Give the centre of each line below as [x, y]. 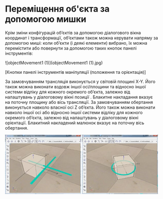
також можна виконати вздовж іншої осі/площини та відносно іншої [76, 86]
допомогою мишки [46, 19]
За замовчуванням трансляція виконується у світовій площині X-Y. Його [80, 82]
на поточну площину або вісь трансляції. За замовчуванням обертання [79, 102]
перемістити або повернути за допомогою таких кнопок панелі [71, 48]
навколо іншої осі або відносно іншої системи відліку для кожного [74, 112]
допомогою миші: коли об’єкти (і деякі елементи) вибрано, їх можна [76, 43]
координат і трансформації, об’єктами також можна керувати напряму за [82, 38]
